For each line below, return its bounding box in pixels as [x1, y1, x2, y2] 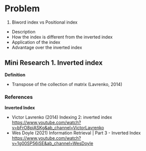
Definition [4, 72, 26, 78]
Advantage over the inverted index [11, 44, 82, 50]
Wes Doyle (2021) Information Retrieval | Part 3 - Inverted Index [11, 130, 141, 136]
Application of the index [11, 39, 61, 45]
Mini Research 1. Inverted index [4, 59, 103, 67]
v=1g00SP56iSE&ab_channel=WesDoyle [11, 141, 93, 147]
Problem [4, 3, 40, 14]
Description [11, 29, 36, 34]
